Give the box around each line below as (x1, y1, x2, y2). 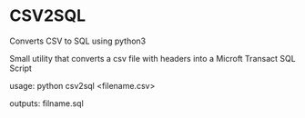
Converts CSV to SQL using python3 (9, 35, 147, 46)
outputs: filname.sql (9, 97, 84, 109)
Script (9, 63, 32, 74)
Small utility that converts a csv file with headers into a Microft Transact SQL (9, 53, 296, 64)
